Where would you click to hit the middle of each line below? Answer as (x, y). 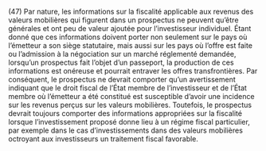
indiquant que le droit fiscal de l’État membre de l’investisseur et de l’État (127, 88)
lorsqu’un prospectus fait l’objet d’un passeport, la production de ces (121, 62)
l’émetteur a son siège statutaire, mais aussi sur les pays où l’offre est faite (131, 46)
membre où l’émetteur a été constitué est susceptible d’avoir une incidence (131, 96)
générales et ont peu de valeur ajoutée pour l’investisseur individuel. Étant (130, 28)
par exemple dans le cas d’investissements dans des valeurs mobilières (125, 130)
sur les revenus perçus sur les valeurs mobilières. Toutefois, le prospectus (130, 105)
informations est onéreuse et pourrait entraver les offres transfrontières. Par (133, 71)
